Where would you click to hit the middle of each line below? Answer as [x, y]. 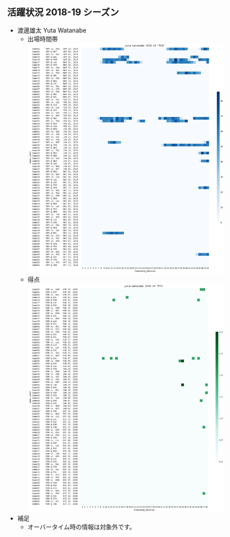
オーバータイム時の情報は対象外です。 [81, 527]
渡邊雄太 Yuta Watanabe [52, 30]
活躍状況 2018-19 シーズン [63, 12]
